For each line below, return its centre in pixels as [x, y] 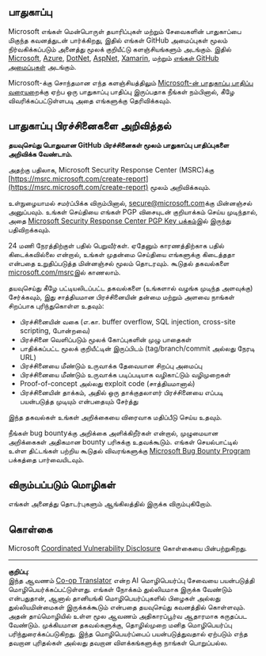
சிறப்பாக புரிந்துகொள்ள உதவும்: [56, 305]
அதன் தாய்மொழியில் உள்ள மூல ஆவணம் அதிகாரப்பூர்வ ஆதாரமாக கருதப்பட [127, 616]
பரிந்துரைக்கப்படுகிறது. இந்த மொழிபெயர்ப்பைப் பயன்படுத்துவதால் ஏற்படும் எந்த [128, 634]
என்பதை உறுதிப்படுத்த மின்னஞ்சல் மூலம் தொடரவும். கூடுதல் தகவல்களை [119, 263]
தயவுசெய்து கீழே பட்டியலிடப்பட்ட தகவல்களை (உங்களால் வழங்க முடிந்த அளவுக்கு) [131, 288]
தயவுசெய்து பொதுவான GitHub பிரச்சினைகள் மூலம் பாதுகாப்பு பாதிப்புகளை [119, 145]
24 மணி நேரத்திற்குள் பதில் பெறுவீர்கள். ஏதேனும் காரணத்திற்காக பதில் [116, 245]
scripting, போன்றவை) [55, 330]
